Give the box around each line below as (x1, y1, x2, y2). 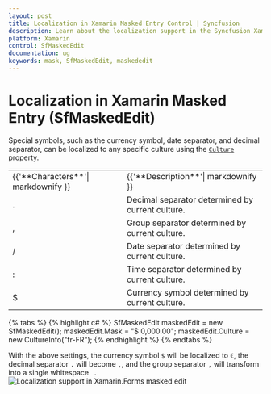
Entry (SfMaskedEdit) (8, 109, 156, 128)
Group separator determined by (126, 217, 247, 228)
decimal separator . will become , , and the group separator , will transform (8, 358, 260, 368)
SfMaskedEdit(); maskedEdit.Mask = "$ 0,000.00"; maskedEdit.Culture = (8, 326, 250, 336)
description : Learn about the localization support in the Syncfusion (8, 27, 251, 35)
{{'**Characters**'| (12, 170, 90, 182)
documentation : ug (8, 49, 70, 57)
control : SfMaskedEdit (8, 42, 85, 50)
